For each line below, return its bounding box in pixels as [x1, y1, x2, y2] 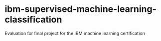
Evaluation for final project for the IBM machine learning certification [4, 30, 145, 36]
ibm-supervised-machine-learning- [4, 3, 157, 15]
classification [4, 14, 62, 25]
